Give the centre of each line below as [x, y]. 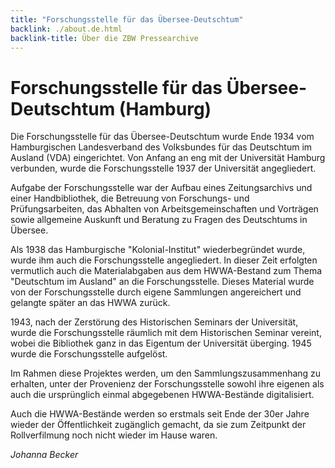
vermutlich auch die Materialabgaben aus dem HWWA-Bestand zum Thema [166, 271]
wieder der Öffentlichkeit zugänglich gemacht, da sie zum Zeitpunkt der [158, 425]
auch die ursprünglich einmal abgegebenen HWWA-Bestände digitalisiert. [162, 395]
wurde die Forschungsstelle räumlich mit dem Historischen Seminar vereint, [166, 333]
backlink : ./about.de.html [66, 29]
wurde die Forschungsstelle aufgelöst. [89, 354]
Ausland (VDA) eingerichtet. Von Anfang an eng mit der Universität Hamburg [168, 158]
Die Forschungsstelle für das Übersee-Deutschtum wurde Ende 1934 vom [162, 137]
